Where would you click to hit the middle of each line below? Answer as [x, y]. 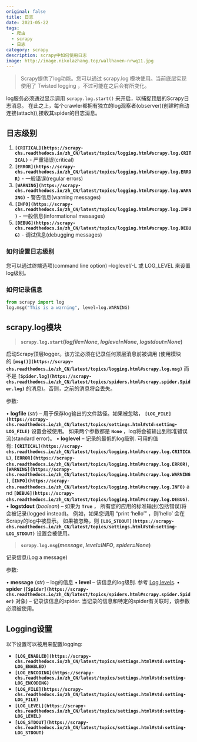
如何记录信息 [24, 290]
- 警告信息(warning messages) [64, 197]
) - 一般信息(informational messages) [60, 216]
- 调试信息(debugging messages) [62, 235]
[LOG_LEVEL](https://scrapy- [50, 706]
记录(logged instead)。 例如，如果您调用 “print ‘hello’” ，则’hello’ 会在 [101, 514]
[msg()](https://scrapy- [43, 362]
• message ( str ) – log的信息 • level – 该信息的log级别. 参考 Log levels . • [93, 583]
